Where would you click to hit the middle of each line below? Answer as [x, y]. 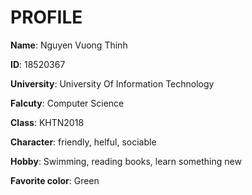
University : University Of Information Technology [112, 83]
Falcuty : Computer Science [67, 103]
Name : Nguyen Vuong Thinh [69, 45]
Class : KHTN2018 [47, 122]
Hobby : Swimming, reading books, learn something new [126, 161]
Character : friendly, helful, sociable [83, 142]
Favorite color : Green [55, 180]
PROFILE [46, 17]
